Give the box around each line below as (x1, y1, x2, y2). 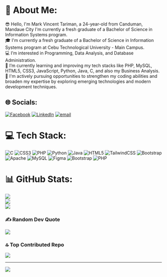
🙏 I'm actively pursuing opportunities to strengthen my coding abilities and (5, 73, 158, 79)
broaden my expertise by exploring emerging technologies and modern (5, 78, 151, 84)
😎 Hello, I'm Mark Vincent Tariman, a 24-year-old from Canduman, (5, 21, 143, 27)
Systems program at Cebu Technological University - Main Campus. (5, 44, 145, 50)
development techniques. (5, 83, 57, 89)
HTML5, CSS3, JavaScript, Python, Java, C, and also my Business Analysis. (5, 67, 160, 74)
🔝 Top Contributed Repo (5, 241, 65, 248)
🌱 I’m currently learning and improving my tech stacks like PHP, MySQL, (5, 62, 153, 68)
